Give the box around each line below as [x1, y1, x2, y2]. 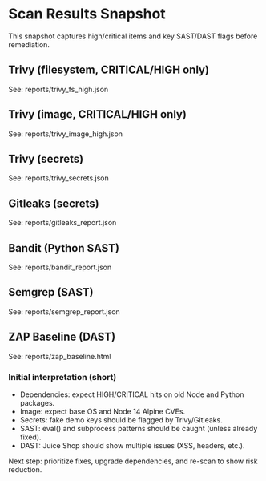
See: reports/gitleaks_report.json [8, 218, 117, 228]
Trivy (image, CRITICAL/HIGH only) [8, 107, 187, 121]
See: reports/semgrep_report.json [8, 306, 120, 317]
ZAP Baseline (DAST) [8, 330, 116, 344]
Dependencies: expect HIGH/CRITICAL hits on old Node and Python [19, 390, 244, 399]
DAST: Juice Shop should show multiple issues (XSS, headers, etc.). [19, 440, 245, 450]
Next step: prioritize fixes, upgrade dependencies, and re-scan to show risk [8, 456, 258, 466]
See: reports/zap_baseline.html [8, 351, 111, 361]
